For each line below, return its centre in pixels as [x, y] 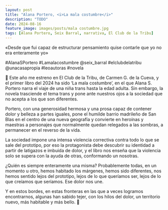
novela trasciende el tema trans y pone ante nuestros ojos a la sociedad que [84, 94]
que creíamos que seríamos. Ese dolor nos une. [54, 182]
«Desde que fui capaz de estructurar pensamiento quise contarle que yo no [83, 47]
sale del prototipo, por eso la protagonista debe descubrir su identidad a [80, 145]
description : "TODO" [27, 19]
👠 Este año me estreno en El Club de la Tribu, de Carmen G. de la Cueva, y [82, 78]
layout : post [19, 10]
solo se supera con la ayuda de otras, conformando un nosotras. [72, 156]
